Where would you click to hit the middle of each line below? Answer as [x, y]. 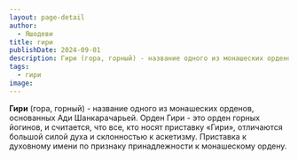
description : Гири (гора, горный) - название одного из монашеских [137, 58]
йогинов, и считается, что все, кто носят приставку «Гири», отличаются [146, 127]
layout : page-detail [47, 17]
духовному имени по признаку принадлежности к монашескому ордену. [148, 146]
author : [24, 26]
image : [21, 83]
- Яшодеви [35, 34]
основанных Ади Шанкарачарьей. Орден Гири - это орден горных [134, 118]
